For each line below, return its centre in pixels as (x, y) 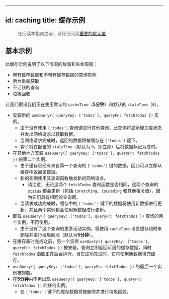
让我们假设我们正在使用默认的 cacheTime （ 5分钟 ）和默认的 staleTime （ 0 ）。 (83, 104)
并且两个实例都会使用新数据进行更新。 (69, 209)
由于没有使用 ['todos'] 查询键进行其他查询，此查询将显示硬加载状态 (91, 128)
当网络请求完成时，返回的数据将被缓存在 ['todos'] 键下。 (80, 140)
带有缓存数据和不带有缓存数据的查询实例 (54, 75)
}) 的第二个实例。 (31, 159)
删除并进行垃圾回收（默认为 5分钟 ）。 (58, 234)
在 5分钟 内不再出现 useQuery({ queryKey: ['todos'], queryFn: (77, 279)
